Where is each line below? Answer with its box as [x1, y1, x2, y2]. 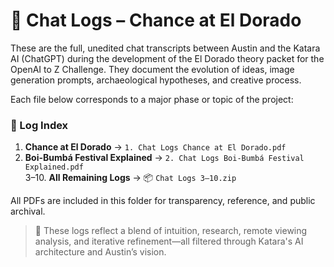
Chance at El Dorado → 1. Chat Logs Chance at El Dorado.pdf [24, 141, 287, 153]
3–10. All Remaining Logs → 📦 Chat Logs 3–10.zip [24, 172, 237, 184]
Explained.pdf [24, 162, 84, 173]
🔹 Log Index [10, 118, 69, 132]
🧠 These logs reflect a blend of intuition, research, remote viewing [34, 225, 308, 237]
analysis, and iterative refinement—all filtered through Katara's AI [34, 235, 304, 248]
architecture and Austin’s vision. [34, 246, 167, 258]
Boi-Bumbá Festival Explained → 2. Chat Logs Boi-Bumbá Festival [24, 152, 305, 164]
